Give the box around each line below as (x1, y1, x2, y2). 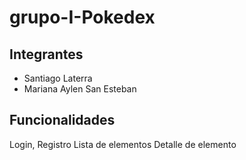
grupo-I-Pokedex (9, 6, 156, 29)
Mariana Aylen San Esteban (23, 83, 137, 95)
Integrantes (9, 46, 84, 63)
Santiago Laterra (23, 72, 93, 84)
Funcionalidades (9, 112, 116, 129)
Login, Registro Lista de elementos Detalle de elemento (9, 138, 237, 150)
